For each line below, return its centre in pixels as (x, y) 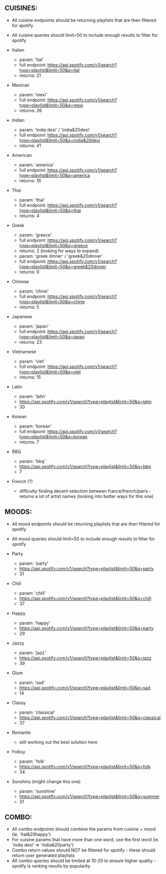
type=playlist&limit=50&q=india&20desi (59, 140)
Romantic (22, 732)
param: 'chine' (34, 291)
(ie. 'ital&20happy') (31, 834)
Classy (19, 703)
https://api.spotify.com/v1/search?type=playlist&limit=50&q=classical (90, 718)
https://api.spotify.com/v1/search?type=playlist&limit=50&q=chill (85, 598)
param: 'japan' (34, 326)
